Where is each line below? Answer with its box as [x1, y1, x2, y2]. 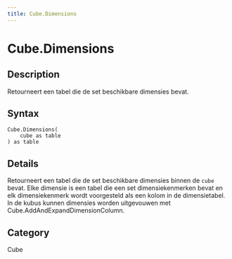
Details [7, 158, 39, 170]
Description [7, 68, 60, 81]
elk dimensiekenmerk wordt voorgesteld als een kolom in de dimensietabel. [7, 191, 226, 200]
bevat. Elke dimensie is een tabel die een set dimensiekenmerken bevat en [7, 184, 224, 192]
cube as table [20, 132, 61, 139]
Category [7, 227, 50, 239]
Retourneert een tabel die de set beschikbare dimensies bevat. [7, 87, 189, 96]
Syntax [7, 108, 39, 120]
